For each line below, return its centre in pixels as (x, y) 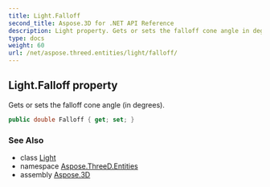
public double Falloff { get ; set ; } (72, 120)
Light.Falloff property (63, 85)
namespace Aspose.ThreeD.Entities (79, 166)
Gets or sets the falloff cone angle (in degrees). (86, 104)
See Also (26, 140)
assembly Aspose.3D (55, 174)
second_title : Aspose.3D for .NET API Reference (91, 23)
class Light (38, 157)
